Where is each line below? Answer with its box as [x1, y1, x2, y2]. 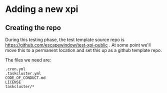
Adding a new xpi [5, 3, 78, 15]
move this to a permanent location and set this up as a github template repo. [5, 47, 162, 53]
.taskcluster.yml [5, 71, 41, 76]
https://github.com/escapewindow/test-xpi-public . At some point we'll [5, 42, 151, 48]
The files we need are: [5, 57, 51, 63]
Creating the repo [5, 23, 61, 32]
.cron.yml [5, 66, 26, 71]
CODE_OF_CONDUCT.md [5, 75, 46, 80]
